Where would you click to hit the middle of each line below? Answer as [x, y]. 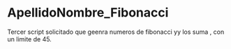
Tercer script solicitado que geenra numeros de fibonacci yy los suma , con [116, 32]
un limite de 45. [30, 39]
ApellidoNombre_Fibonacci [88, 13]
